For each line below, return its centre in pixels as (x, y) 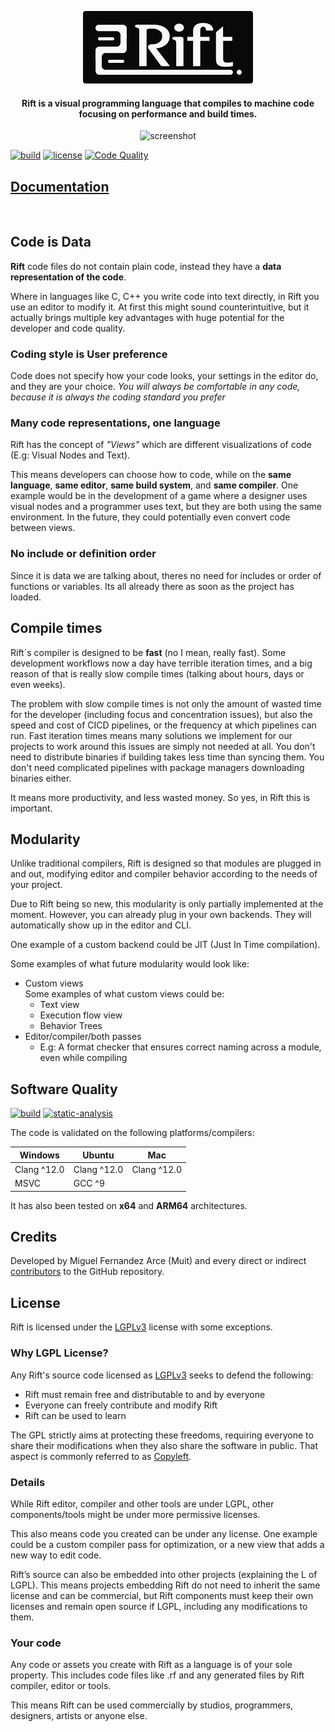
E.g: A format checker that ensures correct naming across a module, (180, 1047)
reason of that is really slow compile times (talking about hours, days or (157, 673)
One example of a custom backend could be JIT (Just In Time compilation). (165, 945)
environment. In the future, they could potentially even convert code (150, 517)
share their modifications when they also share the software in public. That (164, 1445)
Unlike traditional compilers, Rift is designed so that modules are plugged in (166, 863)
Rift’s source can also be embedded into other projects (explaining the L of (164, 1574)
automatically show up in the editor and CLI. (101, 925)
